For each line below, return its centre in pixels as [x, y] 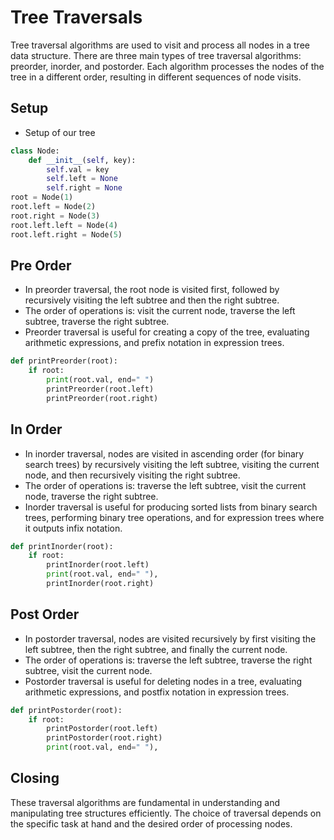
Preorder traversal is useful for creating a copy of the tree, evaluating [167, 332]
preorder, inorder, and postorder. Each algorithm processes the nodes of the [167, 66]
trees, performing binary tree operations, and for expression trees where [174, 517]
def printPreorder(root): [64, 361]
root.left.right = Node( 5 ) [66, 234]
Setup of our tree [60, 132]
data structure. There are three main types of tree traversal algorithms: [156, 55]
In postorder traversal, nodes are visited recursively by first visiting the [170, 638]
